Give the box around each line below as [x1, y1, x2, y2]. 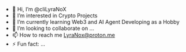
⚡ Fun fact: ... [12, 41, 45, 47]
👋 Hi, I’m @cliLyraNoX [12, 6, 67, 13]
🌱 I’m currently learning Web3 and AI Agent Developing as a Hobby [12, 19, 180, 25]
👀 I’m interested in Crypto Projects [12, 12, 98, 19]
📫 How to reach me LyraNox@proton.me [12, 32, 115, 38]
